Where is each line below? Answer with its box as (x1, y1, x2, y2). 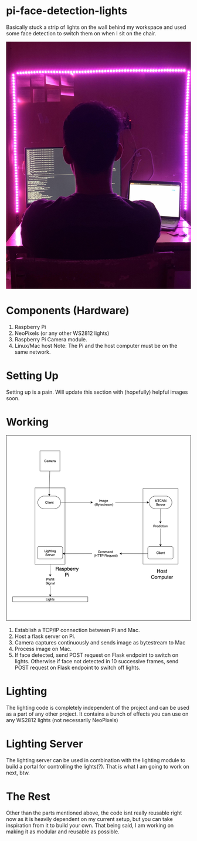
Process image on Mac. (14, 645, 72, 652)
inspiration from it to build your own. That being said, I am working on (6, 822, 174, 829)
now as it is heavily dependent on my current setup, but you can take (6, 815, 173, 822)
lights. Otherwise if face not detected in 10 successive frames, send (14, 657, 179, 664)
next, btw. (6, 769, 30, 776)
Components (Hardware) (6, 304, 130, 317)
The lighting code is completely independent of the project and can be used (6, 704, 189, 711)
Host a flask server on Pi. (14, 633, 76, 640)
